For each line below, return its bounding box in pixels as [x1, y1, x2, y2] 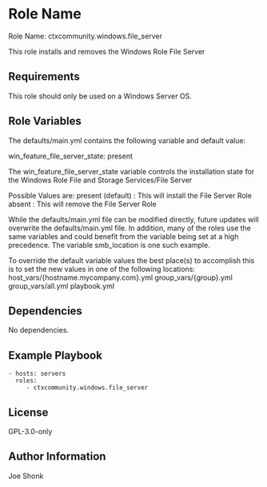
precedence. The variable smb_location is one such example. [8, 240, 210, 249]
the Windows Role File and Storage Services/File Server [8, 175, 193, 185]
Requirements [8, 70, 80, 84]
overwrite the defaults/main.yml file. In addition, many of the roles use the [8, 223, 252, 233]
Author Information [8, 449, 106, 464]
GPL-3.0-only [8, 427, 53, 436]
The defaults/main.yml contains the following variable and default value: [8, 135, 246, 145]
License [8, 405, 49, 419]
